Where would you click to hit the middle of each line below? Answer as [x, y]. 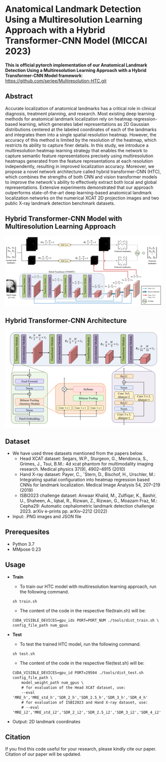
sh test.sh [24, 654]
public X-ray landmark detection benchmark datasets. [60, 203]
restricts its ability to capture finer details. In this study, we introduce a [77, 145]
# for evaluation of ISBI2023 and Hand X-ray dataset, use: [85, 703]
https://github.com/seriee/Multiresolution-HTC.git [56, 81]
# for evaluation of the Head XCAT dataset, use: [74, 688]
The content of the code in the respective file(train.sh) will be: [83, 610]
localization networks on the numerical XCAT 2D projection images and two [82, 198]
